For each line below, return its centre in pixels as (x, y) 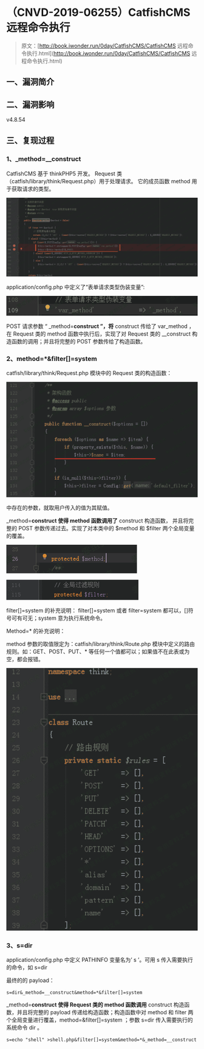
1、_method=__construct (44, 159)
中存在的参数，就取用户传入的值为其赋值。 (59, 508)
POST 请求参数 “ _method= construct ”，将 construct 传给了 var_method (97, 326)
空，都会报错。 (25, 659)
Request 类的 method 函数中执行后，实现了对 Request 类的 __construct (102, 334)
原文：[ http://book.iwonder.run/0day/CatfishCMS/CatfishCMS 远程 (104, 46)
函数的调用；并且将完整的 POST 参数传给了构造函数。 (79, 342)
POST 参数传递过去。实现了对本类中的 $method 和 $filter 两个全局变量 (106, 528)
